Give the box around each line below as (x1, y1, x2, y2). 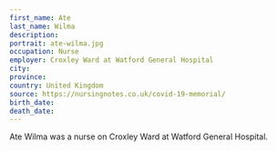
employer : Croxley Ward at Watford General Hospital (9, 55, 214, 65)
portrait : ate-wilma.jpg (9, 38, 104, 48)
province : (9, 73, 47, 82)
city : (9, 65, 30, 74)
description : (9, 30, 59, 39)
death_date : (9, 106, 55, 116)
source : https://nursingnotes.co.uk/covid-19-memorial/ (9, 89, 226, 98)
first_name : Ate (9, 13, 71, 23)
